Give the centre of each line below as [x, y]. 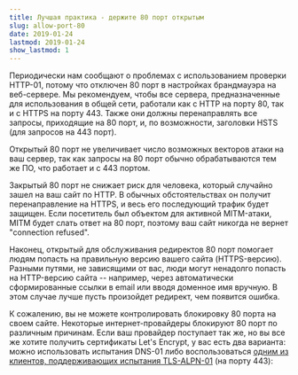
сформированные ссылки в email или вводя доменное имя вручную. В [143, 287]
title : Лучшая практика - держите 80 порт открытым [106, 17]
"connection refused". [50, 232]
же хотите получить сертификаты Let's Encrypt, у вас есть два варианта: [148, 342]
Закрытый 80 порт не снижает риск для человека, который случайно [141, 185]
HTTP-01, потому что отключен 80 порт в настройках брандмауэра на [143, 85]
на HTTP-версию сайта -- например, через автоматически [122, 278]
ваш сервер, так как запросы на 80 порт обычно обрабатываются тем [143, 159]
